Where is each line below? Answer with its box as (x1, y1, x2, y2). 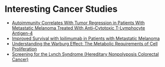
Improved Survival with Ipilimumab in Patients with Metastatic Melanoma (11, 35, 160, 41)
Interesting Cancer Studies (4, 3, 117, 15)
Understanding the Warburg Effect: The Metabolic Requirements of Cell (11, 40, 158, 46)
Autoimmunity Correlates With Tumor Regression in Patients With (11, 20, 145, 26)
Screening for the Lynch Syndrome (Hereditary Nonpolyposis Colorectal (11, 51, 159, 57)
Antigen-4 (11, 30, 33, 36)
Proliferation (11, 46, 37, 52)
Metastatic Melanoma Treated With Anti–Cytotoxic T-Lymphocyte (11, 25, 145, 31)
